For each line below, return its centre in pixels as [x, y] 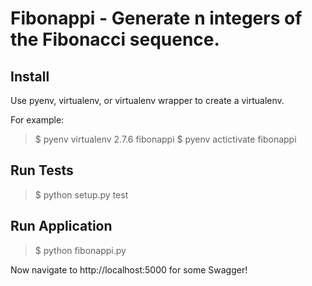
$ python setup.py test [81, 194]
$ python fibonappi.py [80, 250]
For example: [37, 120]
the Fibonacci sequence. [115, 39]
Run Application [61, 226]
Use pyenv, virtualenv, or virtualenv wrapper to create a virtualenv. [147, 100]
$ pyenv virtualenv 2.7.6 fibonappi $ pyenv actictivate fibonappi [165, 139]
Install [30, 76]
